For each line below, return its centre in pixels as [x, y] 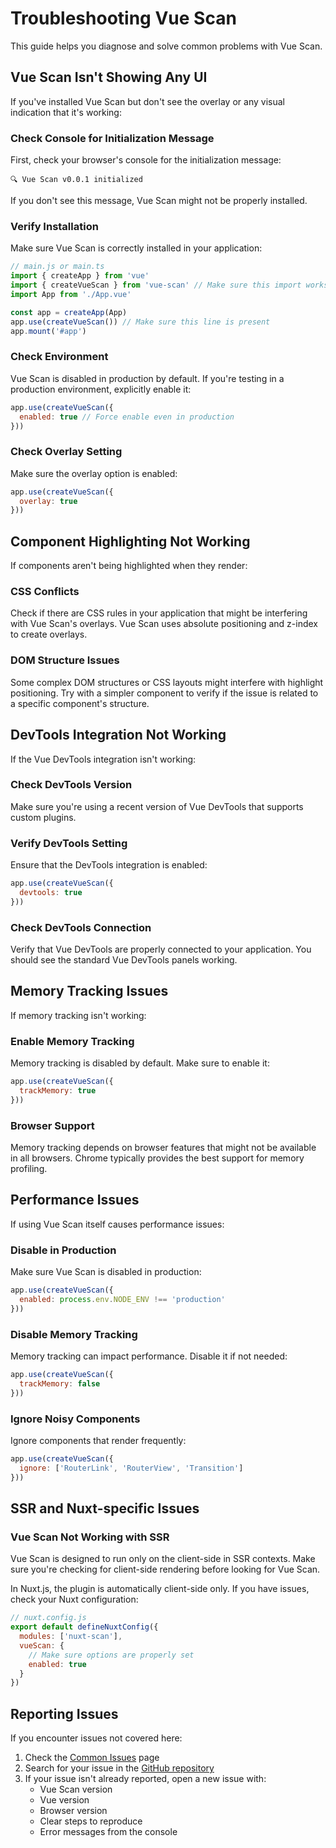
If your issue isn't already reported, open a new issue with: [145, 1779]
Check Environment [59, 357]
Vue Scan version [76, 1789]
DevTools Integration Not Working [118, 735]
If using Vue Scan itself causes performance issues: [117, 1224]
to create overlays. [49, 634]
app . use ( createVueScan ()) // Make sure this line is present [140, 322]
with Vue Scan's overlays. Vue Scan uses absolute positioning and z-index [164, 624]
